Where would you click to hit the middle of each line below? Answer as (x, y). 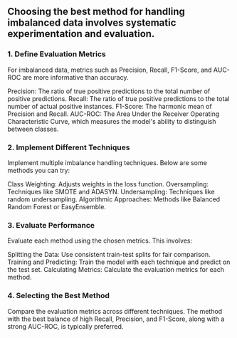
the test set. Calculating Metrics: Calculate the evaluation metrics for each (116, 270)
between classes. (33, 129)
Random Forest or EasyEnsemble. (57, 206)
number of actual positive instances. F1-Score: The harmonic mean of (110, 106)
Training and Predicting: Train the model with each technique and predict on (119, 262)
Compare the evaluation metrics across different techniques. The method (115, 311)
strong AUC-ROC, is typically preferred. (65, 326)
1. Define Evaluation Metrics (57, 54)
